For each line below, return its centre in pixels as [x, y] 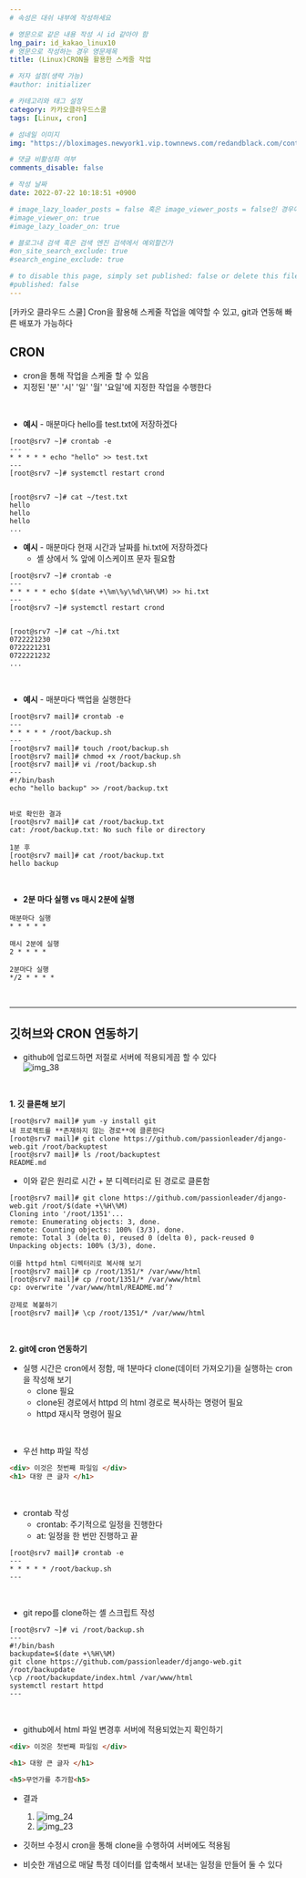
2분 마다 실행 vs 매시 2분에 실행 [78, 899]
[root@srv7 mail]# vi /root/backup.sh [83, 764]
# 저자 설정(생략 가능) [47, 77]
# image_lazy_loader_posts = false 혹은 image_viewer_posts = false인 [143, 209]
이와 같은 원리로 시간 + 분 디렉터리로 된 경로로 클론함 [116, 1181]
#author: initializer [51, 85]
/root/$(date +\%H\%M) [85, 1206]
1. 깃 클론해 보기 [37, 1104]
